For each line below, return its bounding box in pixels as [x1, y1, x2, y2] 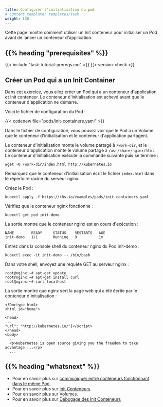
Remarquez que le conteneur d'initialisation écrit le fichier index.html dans [5, 171, 155, 176]
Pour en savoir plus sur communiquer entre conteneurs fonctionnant [12, 375, 149, 381]
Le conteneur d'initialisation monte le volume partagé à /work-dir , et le [5, 142, 147, 148]
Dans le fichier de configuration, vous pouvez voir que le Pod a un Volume [5, 128, 154, 133]
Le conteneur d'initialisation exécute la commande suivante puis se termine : [5, 153, 159, 158]
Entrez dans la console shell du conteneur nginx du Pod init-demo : [5, 243, 140, 249]
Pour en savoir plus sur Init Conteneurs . [12, 386, 91, 391]
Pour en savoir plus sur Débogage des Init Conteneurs [12, 396, 121, 402]
